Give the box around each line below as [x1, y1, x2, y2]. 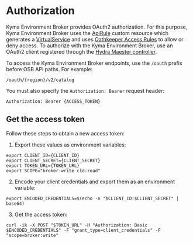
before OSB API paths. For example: [6, 65, 92, 72]
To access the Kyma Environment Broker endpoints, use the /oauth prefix [6, 60, 182, 67]
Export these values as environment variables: [14, 141, 126, 148]
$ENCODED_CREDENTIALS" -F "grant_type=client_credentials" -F [6, 227, 161, 233]
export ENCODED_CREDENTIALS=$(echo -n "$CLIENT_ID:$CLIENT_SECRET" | [6, 196, 180, 201]
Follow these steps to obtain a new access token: [6, 130, 125, 137]
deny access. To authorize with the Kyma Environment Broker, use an [6, 42, 173, 49]
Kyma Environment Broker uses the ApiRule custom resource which [6, 29, 168, 36]
